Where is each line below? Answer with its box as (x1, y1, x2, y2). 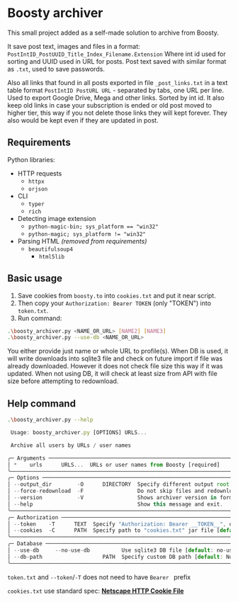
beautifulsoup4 (28, 246, 73, 253)
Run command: (17, 314, 62, 322)
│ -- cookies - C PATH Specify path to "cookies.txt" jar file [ (7, 527, 220, 534)
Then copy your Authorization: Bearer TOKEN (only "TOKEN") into (17, 299, 211, 307)
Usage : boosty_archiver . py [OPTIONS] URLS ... (10, 429, 147, 436)
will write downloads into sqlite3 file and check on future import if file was (7, 354, 223, 363)
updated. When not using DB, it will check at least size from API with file (7, 370, 217, 378)
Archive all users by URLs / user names (10, 441, 132, 449)
